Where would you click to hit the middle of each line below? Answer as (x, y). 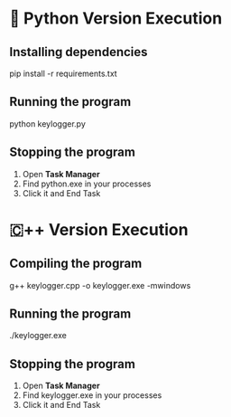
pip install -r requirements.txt (63, 73)
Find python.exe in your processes (87, 184)
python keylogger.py (47, 123)
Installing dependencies (79, 52)
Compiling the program (76, 264)
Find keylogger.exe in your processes (92, 395)
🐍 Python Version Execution (116, 19)
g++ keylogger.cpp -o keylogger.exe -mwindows (100, 285)
